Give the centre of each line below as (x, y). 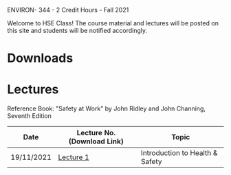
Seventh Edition (29, 116)
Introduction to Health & (179, 153)
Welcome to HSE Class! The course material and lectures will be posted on (113, 23)
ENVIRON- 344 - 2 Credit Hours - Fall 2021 (68, 10)
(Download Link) (96, 141)
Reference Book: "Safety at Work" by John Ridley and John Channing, (107, 108)
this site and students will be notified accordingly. (77, 31)
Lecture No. (96, 133)
